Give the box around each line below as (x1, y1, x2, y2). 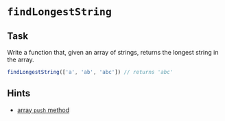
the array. (7, 55, 34, 64)
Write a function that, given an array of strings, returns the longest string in (7, 49, 219, 56)
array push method (16, 105, 70, 114)
